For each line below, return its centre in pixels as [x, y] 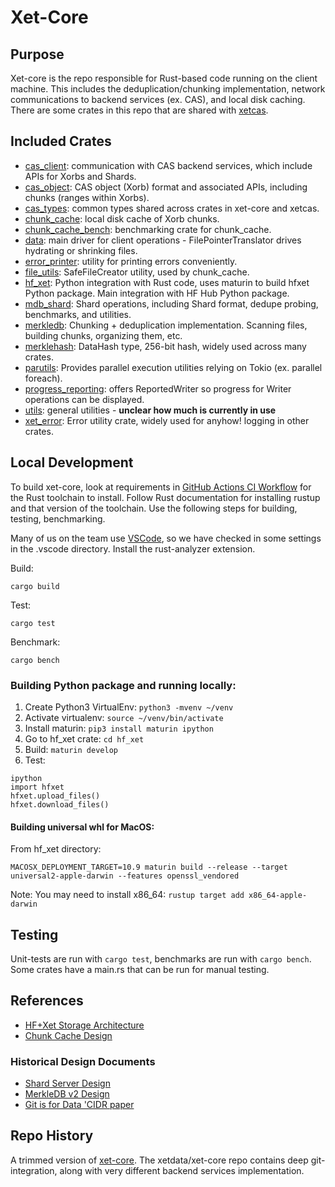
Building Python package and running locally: [123, 685]
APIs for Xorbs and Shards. [80, 176]
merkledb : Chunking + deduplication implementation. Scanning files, [166, 325]
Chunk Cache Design [68, 1035]
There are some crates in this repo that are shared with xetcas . [139, 110]
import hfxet [37, 787]
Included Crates [61, 141]
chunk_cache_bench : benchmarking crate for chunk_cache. [148, 229]
